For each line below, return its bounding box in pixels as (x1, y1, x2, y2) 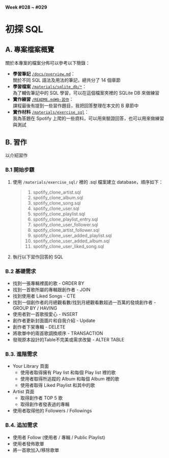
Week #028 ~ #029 (5, 4, 47, 10)
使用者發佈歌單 (12, 441, 44, 447)
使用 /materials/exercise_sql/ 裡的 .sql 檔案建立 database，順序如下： (12, 179, 163, 185)
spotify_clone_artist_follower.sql (33, 227, 100, 233)
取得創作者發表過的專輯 (20, 401, 70, 408)
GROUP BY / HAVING (12, 305, 58, 311)
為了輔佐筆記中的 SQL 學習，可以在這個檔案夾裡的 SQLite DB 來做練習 (12, 90, 159, 96)
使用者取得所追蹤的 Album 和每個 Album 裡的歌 (20, 376, 120, 382)
